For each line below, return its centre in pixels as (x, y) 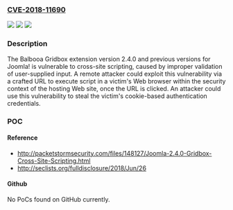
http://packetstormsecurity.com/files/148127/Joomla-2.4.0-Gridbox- (114, 153)
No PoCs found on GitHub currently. (59, 199)
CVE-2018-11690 (36, 10)
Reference (23, 138)
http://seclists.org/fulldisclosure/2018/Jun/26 (82, 168)
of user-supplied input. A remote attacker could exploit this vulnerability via (115, 74)
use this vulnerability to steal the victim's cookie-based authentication (107, 96)
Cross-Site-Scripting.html (54, 161)
